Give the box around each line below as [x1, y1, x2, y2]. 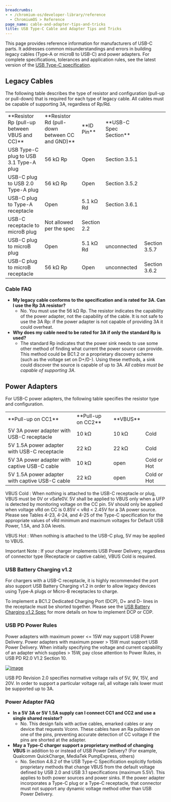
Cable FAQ [5, 285, 32, 293]
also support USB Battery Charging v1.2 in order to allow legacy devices [5, 583, 156, 589]
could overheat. [20, 324, 53, 330]
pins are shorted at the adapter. [20, 736, 87, 743]
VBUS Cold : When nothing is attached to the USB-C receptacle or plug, [5, 491, 156, 497]
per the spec [44, 225, 75, 232]
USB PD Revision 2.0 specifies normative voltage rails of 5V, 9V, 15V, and [5, 675, 158, 681]
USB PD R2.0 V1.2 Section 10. [5, 655, 67, 661]
